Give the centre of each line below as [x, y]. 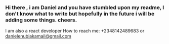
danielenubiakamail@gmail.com [38, 36]
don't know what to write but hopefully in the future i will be [80, 13]
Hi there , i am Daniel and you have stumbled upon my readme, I [85, 7]
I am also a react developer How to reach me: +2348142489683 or [75, 31]
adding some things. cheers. [41, 20]
